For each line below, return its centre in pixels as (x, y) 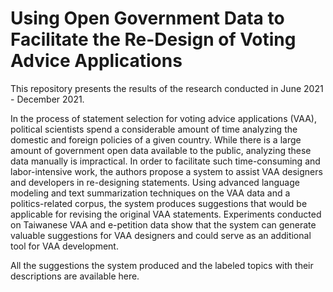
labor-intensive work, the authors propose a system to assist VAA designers (166, 171)
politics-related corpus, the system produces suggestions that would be (159, 203)
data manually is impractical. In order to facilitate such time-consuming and (165, 161)
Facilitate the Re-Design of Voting (153, 39)
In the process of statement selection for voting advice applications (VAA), (163, 118)
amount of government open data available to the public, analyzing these (161, 150)
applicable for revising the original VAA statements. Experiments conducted (166, 214)
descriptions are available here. (75, 276)
